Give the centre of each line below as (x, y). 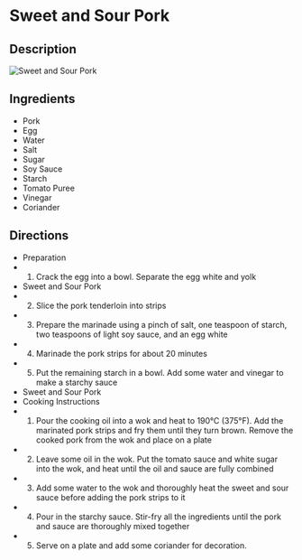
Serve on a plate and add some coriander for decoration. (141, 545)
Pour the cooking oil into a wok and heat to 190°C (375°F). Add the (160, 420)
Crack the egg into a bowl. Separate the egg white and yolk (146, 276)
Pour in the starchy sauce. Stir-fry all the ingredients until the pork (159, 517)
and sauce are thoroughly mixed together (113, 526)
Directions (39, 236)
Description (43, 49)
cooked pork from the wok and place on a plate (124, 440)
